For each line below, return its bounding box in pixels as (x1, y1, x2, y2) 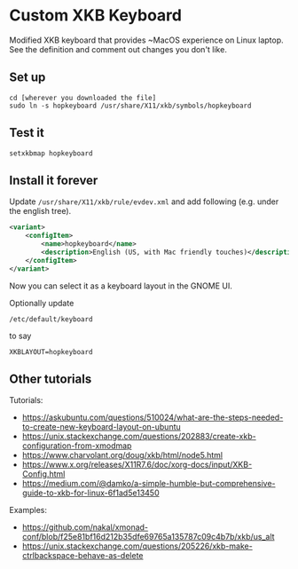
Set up (9, 70, 46, 85)
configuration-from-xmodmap (21, 440, 132, 451)
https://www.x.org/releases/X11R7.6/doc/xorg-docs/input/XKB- (21, 459, 253, 470)
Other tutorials (9, 372, 92, 387)
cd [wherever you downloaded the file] (9, 93, 157, 102)
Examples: (9, 505, 47, 516)
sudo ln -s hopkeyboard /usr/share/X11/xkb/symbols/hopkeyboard (9, 101, 252, 110)
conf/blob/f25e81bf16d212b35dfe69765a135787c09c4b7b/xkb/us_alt (21, 532, 275, 542)
